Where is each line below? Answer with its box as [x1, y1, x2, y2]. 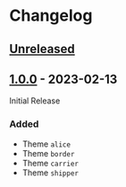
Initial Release [9, 95, 61, 106]
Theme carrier [21, 157, 79, 168]
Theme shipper [21, 167, 79, 178]
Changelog [9, 5, 93, 26]
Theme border [21, 147, 75, 158]
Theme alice [21, 138, 71, 149]
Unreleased [9, 41, 76, 57]
